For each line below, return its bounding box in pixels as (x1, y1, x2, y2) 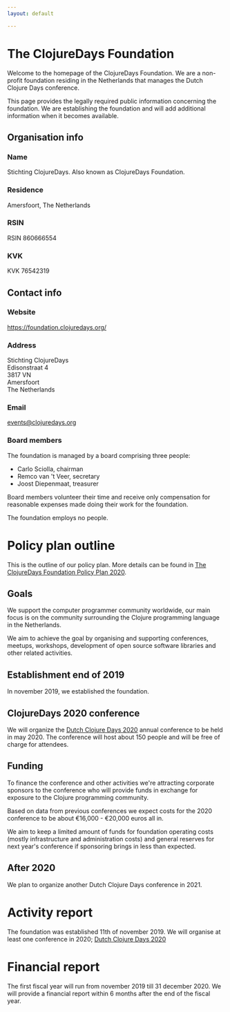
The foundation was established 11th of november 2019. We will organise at (7, 927, 221, 936)
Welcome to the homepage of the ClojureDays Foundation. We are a (7, 68, 201, 77)
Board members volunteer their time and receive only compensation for (7, 493, 211, 501)
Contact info (7, 287, 62, 298)
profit (7, 76, 23, 84)
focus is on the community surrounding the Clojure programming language (7, 613, 220, 622)
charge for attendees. (7, 741, 69, 749)
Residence (7, 185, 44, 195)
